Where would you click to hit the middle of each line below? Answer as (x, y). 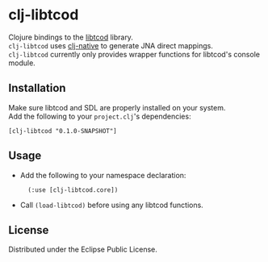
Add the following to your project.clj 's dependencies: (100, 116)
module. (22, 63)
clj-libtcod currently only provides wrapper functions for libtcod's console (134, 54)
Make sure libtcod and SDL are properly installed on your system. (117, 107)
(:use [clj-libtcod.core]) (73, 190)
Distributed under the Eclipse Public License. (83, 250)
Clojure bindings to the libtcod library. (71, 37)
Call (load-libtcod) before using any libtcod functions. (111, 205)
